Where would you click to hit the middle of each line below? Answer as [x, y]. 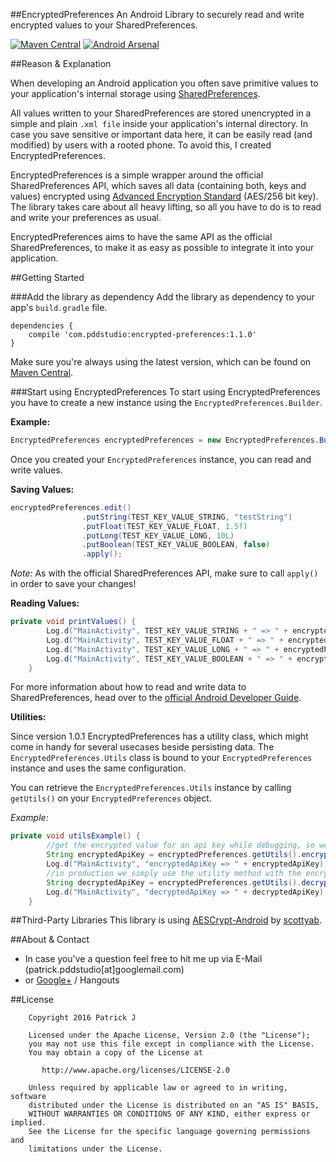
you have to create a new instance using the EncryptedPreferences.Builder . [166, 402]
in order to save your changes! [73, 584]
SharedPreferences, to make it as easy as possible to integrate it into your [162, 247]
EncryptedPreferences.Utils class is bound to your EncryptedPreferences [161, 758]
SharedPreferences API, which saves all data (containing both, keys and [158, 185]
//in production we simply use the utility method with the [174, 873]
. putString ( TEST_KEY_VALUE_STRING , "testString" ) [187, 517]
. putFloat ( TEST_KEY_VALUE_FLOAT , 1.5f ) [164, 526]
